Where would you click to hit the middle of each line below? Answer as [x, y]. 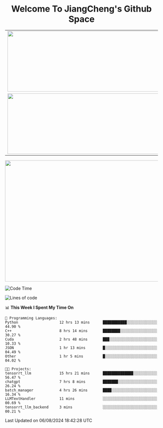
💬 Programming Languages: [31, 318]
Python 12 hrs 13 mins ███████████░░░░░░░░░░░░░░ [81, 322]
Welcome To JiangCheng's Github [81, 9]
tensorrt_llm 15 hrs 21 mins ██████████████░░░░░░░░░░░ [81, 373]
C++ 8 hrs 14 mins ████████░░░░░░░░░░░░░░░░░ [81, 331]
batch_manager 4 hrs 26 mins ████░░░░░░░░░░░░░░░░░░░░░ [81, 390]
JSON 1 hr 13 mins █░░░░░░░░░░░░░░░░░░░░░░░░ [81, 348]
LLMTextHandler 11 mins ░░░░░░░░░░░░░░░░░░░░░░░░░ [81, 398]
